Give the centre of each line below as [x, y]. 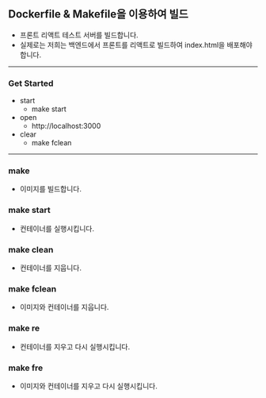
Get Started [31, 83]
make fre [26, 368]
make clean [31, 249]
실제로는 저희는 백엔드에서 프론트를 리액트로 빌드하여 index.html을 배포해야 [136, 44]
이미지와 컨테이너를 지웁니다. [64, 307]
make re [24, 328]
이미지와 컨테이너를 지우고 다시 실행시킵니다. [89, 386]
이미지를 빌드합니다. [50, 189]
